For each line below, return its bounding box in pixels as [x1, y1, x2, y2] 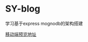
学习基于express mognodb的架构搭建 [5, 20, 83, 26]
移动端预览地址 [5, 31, 36, 37]
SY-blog [5, 3, 40, 15]
